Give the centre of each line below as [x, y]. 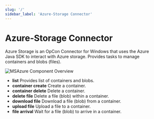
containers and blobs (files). [33, 62]
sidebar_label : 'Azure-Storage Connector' [49, 14]
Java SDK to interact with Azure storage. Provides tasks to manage [72, 57]
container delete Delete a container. [48, 91]
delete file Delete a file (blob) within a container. [60, 96]
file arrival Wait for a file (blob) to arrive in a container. [67, 112]
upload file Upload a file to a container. [51, 106]
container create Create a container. [49, 86]
